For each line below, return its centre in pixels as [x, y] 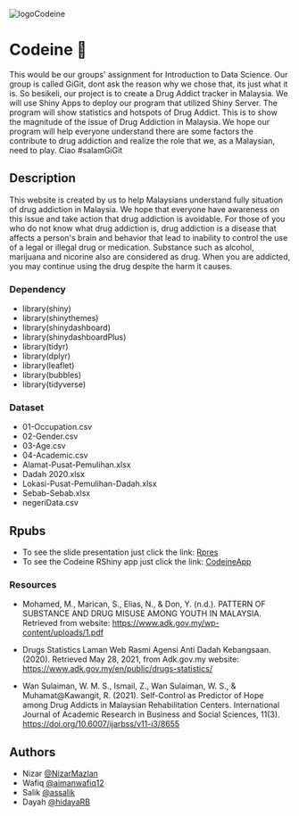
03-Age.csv [44, 446]
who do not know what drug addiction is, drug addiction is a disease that [143, 228]
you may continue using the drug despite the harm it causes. [121, 266]
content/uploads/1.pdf [63, 632]
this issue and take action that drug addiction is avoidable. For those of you [147, 218]
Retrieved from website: [66, 623]
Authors [33, 752]
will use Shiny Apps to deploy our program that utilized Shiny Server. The [144, 103]
